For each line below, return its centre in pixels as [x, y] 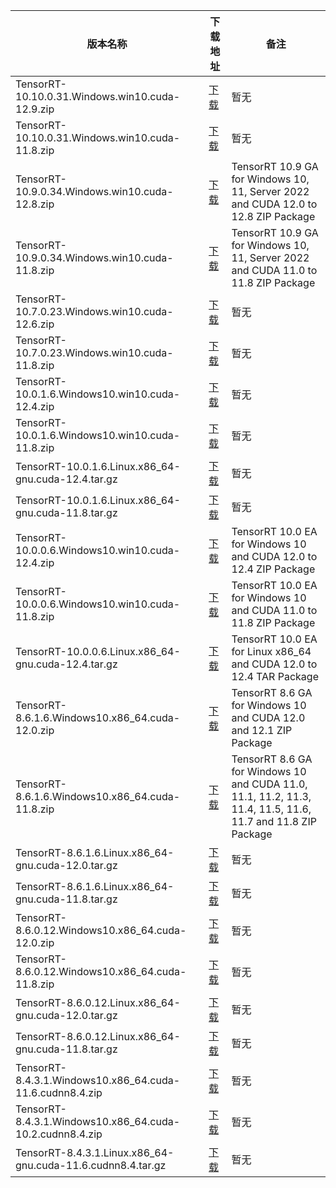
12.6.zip [35, 324]
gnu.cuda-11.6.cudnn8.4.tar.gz [91, 1165]
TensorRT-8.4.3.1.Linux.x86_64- [95, 1152]
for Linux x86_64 [271, 651]
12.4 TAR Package [275, 676]
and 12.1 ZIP [262, 730]
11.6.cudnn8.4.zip [59, 1092]
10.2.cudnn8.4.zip [59, 1134]
